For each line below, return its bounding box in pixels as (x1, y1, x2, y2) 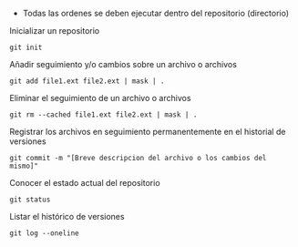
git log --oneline (9, 229, 79, 238)
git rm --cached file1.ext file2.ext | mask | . (9, 110, 198, 119)
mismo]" (9, 161, 39, 170)
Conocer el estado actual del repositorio (9, 178, 161, 188)
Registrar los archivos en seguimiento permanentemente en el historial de (9, 127, 286, 137)
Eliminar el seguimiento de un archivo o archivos (9, 93, 191, 103)
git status (9, 195, 51, 204)
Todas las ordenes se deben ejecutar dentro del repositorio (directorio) (22, 8, 290, 18)
